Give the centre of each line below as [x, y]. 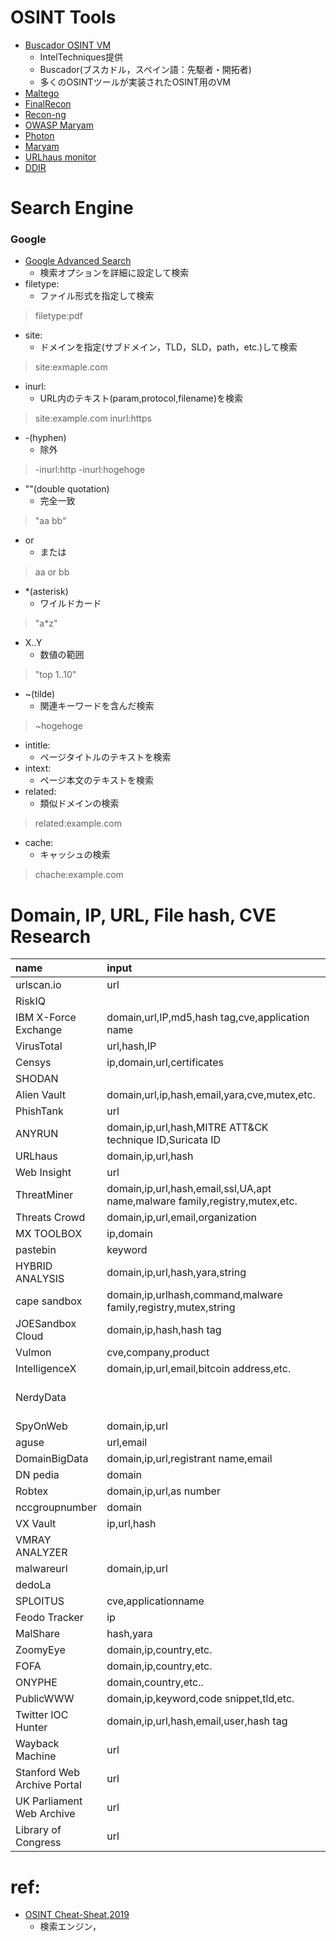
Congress [38, 1843]
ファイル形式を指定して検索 [97, 296]
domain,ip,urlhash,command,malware [194, 1295]
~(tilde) [40, 694]
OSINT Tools [63, 17]
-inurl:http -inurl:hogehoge [90, 470]
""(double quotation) [67, 489]
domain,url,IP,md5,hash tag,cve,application [208, 1018]
